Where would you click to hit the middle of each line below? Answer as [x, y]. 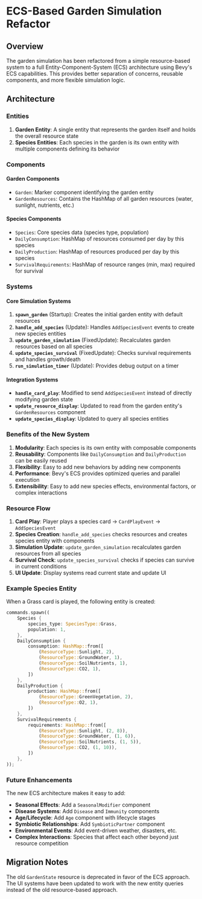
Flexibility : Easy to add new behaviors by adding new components [98, 467]
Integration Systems [32, 380]
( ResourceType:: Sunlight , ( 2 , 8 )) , [83, 731]
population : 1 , [47, 629]
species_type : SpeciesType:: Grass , [73, 624]
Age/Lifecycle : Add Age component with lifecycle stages [85, 818]
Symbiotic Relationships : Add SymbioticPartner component [90, 824]
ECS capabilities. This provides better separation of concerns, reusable [95, 73]
